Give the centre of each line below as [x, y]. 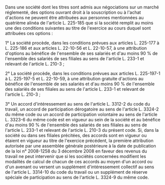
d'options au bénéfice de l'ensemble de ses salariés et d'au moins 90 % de [82, 53]
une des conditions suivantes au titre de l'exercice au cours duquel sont [78, 28]
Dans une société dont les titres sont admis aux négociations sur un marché [82, 7]
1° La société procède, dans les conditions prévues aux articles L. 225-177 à [82, 43]
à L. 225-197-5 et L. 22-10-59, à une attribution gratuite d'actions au [74, 79]
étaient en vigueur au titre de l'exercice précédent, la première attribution [79, 141]
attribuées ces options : [29, 33]
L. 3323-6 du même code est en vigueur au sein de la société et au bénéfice [83, 120]
